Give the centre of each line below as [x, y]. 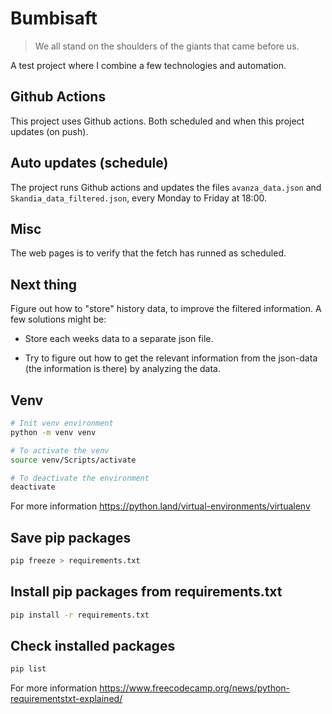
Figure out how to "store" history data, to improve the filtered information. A [166, 309]
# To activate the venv [60, 450]
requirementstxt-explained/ [66, 699]
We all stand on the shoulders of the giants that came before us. [167, 46]
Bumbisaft [54, 18]
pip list [28, 669]
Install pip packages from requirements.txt [146, 592]
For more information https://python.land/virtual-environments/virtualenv [160, 506]
